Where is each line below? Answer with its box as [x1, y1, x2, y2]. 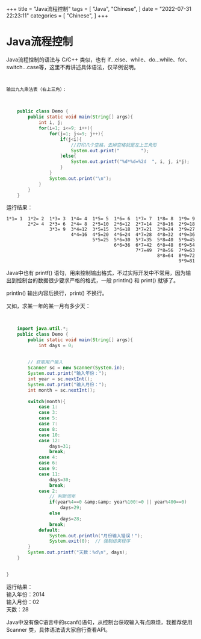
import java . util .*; [17, 326, 69, 332]
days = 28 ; [60, 516, 82, 522]
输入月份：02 [6, 598, 40, 605]
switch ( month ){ [28, 398, 66, 404]
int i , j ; [38, 120, 63, 126]
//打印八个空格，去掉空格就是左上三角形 [70, 142, 158, 148]
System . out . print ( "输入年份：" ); [28, 371, 107, 377]
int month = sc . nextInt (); [28, 387, 96, 393]
